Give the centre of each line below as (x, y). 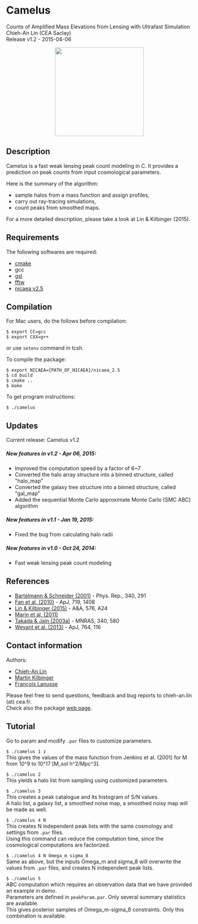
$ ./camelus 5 (24, 879)
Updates (22, 426)
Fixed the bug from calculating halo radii (64, 535)
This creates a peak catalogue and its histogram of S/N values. (83, 797)
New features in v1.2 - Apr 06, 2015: (51, 453)
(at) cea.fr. (19, 701)
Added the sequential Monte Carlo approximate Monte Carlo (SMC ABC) (103, 500)
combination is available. (36, 916)
